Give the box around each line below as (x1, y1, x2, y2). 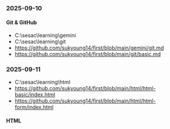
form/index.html (14, 104, 54, 111)
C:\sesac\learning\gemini (14, 32, 76, 39)
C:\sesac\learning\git (14, 38, 66, 45)
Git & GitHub (6, 19, 37, 26)
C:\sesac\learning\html (14, 78, 71, 86)
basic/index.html (14, 91, 55, 98)
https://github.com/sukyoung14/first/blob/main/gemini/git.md (14, 44, 164, 51)
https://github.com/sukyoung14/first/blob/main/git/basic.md (14, 51, 161, 58)
